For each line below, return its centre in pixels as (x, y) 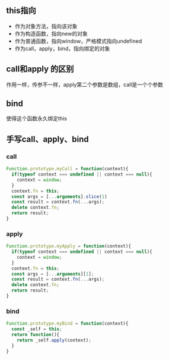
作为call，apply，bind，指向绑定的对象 (62, 48)
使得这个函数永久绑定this (36, 118)
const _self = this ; (37, 329)
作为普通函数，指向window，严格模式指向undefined (78, 41)
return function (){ (36, 334)
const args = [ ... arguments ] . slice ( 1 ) (60, 196)
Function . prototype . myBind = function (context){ (67, 324)
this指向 (21, 11)
